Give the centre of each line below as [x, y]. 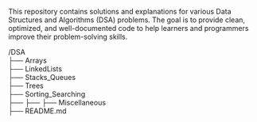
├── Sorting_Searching [47, 94]
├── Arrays [28, 60]
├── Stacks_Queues [42, 77]
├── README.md [37, 111]
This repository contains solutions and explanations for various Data [120, 11]
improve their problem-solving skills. [68, 36]
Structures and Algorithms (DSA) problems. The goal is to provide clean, [127, 20]
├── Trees [26, 86]
